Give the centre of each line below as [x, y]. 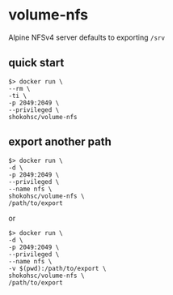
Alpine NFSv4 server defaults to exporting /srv [87, 37]
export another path [60, 142]
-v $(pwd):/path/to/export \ [57, 268]
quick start [36, 63]
